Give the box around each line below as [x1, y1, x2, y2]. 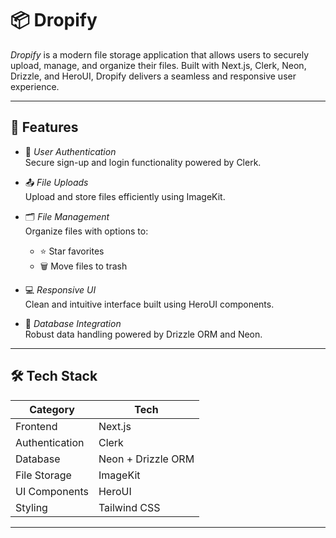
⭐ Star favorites [39, 245, 105, 257]
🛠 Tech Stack [10, 368, 98, 385]
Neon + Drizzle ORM [98, 452, 195, 466]
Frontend [15, 419, 58, 433]
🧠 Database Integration [24, 317, 122, 329]
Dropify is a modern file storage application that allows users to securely [10, 48, 309, 61]
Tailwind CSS [98, 500, 161, 514]
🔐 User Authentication [24, 145, 117, 157]
